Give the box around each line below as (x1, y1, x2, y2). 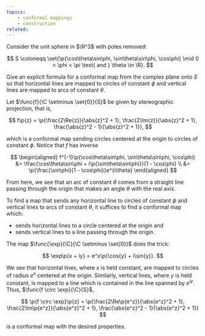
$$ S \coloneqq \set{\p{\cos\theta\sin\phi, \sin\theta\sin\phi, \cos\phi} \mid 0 (7, 55, 199, 62)
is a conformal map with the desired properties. (6, 322, 126, 330)
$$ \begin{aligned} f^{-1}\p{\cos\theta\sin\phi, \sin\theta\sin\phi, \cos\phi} (10, 154, 196, 161)
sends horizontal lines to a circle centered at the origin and (15, 222, 164, 229)
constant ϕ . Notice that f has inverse (6, 142, 99, 149)
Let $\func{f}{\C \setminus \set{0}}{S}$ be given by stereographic (6, 98, 174, 106)
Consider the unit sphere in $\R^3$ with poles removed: (6, 43, 147, 50)
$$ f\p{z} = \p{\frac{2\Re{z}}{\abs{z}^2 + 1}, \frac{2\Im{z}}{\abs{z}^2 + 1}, (8, 117, 198, 124)
